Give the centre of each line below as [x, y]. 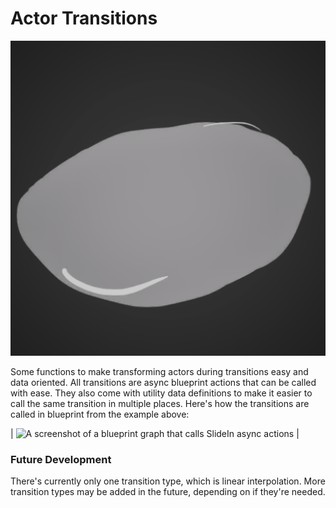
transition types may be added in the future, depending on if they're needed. [168, 492]
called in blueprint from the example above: [100, 414]
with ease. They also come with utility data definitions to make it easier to [161, 393]
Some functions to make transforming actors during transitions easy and [159, 371]
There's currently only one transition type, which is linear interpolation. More [168, 481]
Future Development [61, 459]
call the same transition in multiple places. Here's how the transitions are [160, 403]
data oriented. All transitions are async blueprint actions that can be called [163, 382]
